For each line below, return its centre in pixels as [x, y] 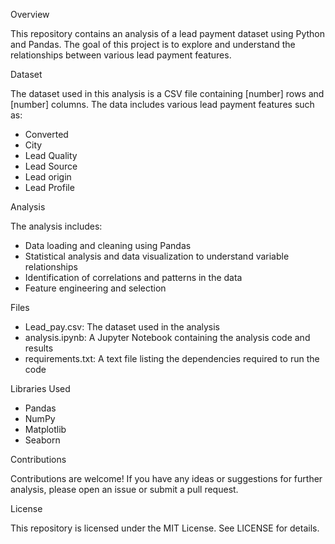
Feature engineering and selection [95, 288]
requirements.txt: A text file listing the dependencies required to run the [172, 358]
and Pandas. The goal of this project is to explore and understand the [153, 44]
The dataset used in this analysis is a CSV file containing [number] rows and [167, 93]
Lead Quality [51, 155]
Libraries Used [40, 388]
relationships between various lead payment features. [121, 55]
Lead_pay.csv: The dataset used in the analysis [122, 327]
